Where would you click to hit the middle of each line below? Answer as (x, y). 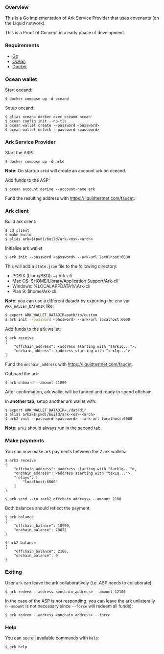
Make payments (24, 441)
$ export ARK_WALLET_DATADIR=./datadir (46, 411)
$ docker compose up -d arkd (35, 162)
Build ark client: (21, 221)
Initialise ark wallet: (24, 248)
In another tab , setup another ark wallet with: (51, 401)
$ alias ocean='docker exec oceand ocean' (49, 117)
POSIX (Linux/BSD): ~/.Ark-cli (42, 276)
